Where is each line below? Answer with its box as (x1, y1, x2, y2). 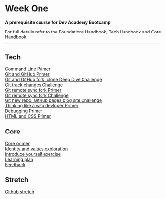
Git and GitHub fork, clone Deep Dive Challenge (5, 76, 102, 82)
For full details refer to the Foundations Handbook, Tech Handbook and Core (5, 29, 161, 34)
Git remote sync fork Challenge (5, 92, 69, 98)
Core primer (5, 140, 30, 146)
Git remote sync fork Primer (5, 87, 62, 93)
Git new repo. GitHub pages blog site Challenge (5, 97, 102, 103)
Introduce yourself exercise (5, 151, 61, 157)
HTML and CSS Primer (5, 113, 51, 119)
